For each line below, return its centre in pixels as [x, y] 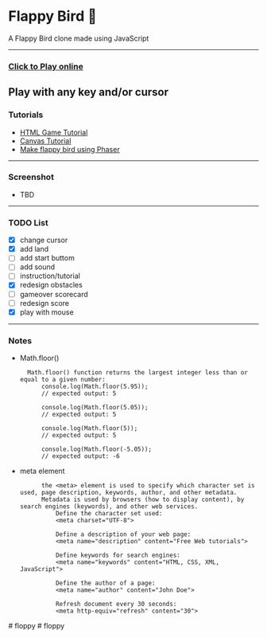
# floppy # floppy [37, 626]
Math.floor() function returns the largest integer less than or [137, 373]
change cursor [44, 240]
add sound [37, 267]
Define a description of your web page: [123, 534]
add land [34, 249]
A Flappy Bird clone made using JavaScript [79, 38]
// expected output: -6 [81, 456]
